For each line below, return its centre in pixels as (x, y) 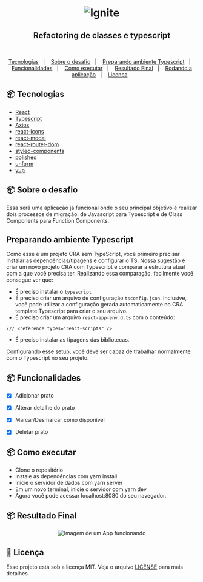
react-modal (31, 138)
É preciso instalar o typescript (53, 292)
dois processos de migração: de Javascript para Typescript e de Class (95, 214)
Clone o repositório (39, 470)
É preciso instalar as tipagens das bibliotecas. (72, 340)
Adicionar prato (35, 396)
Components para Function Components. (58, 220)
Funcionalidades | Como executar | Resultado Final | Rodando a (102, 68)
